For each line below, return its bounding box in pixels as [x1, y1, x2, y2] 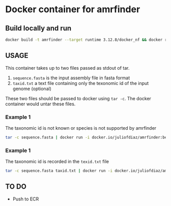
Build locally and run [5, 24, 72, 33]
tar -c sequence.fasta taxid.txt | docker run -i [5, 168, 113, 173]
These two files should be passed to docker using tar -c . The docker [5, 95, 152, 101]
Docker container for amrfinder [5, 4, 140, 15]
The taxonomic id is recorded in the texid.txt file [5, 159, 109, 165]
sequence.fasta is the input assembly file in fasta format [12, 75, 130, 81]
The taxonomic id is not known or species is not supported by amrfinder [5, 125, 157, 131]
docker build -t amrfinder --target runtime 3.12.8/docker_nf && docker [5, 37, 163, 42]
